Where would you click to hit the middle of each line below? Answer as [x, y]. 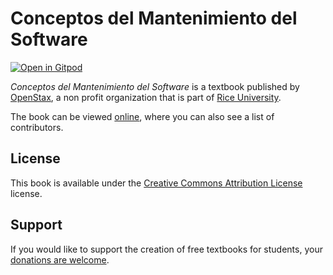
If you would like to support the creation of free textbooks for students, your [166, 249]
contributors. [37, 127]
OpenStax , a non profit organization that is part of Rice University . [146, 97]
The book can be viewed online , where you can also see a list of [142, 116]
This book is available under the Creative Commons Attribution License [156, 183]
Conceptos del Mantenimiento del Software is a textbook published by [155, 86]
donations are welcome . [60, 259]
